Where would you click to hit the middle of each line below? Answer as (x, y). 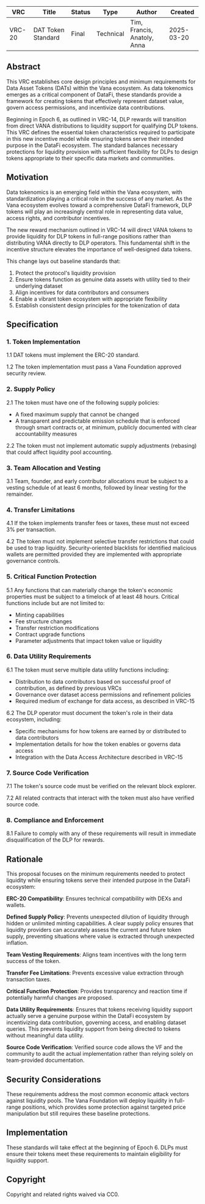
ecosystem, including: (34, 719)
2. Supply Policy (31, 389)
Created (182, 12)
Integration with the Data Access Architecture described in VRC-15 (99, 757)
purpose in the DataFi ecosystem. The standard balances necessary (92, 145)
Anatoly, (142, 38)
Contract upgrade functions (50, 634)
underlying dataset (39, 285)
